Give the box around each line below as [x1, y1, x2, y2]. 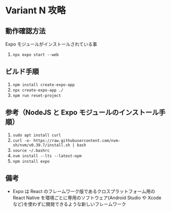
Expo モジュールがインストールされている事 [5, 41, 97, 47]
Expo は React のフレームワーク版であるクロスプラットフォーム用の [12, 189, 156, 195]
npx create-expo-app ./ [12, 87, 64, 92]
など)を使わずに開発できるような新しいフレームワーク [12, 201, 127, 207]
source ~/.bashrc [12, 148, 50, 153]
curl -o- [12, 138, 32, 143]
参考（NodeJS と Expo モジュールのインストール [5, 108, 159, 117]
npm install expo [12, 159, 50, 164]
